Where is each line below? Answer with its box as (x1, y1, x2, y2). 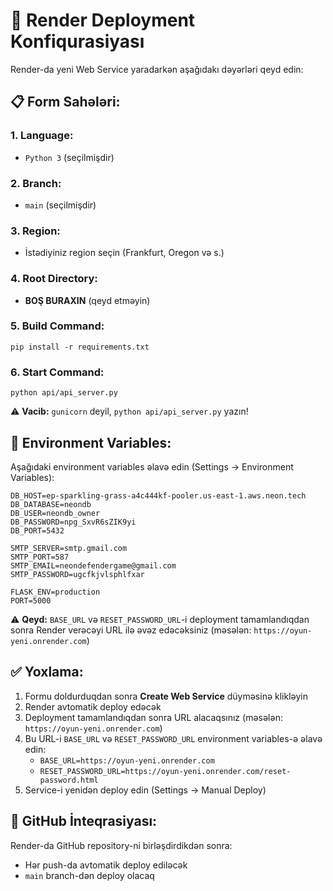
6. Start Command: (10, 365, 105, 379)
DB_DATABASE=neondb (10, 499, 92, 509)
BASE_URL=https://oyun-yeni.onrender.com (39, 755, 215, 766)
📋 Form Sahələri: (10, 94, 121, 111)
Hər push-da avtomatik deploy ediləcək (24, 859, 188, 871)
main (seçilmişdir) (24, 199, 97, 211)
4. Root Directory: (10, 272, 98, 286)
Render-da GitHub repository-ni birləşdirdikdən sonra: (10, 839, 233, 851)
